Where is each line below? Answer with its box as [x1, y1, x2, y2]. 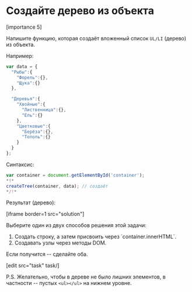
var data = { [6, 63, 38, 70]
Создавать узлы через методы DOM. [14, 239, 107, 246]
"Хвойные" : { [16, 101, 46, 108]
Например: [6, 52, 34, 59]
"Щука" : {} [16, 80, 41, 86]
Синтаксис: [6, 161, 34, 168]
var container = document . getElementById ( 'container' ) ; [6, 172, 145, 178]
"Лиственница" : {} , [21, 107, 67, 113]
